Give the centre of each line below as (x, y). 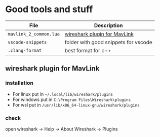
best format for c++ (88, 50)
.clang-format (25, 50)
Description (108, 25)
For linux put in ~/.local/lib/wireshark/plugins (63, 94)
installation (19, 83)
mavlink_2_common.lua (34, 34)
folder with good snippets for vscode (109, 42)
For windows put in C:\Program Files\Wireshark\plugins (72, 99)
